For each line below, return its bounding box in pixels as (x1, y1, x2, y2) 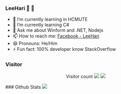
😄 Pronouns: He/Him (12, 41, 58, 47)
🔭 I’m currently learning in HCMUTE (12, 16, 88, 23)
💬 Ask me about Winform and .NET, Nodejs (12, 27, 104, 33)
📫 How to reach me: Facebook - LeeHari (12, 33, 100, 39)
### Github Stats (5, 84, 41, 90)
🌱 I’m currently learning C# (12, 22, 69, 28)
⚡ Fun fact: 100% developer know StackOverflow (12, 46, 116, 52)
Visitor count (66, 73, 93, 79)
